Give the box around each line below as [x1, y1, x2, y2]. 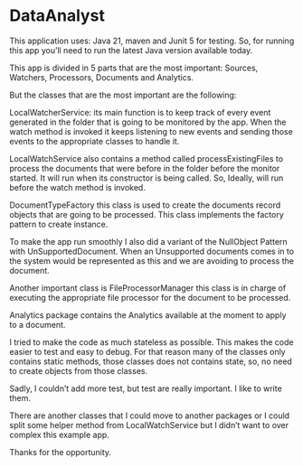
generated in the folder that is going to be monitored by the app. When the [9, 116, 287, 127]
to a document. [9, 319, 66, 330]
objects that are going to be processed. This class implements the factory [9, 209, 285, 219]
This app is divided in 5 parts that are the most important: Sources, [9, 62, 259, 73]
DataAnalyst [9, 5, 106, 26]
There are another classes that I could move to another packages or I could [9, 410, 290, 421]
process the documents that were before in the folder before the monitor [9, 163, 280, 173]
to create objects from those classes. [9, 365, 147, 376]
